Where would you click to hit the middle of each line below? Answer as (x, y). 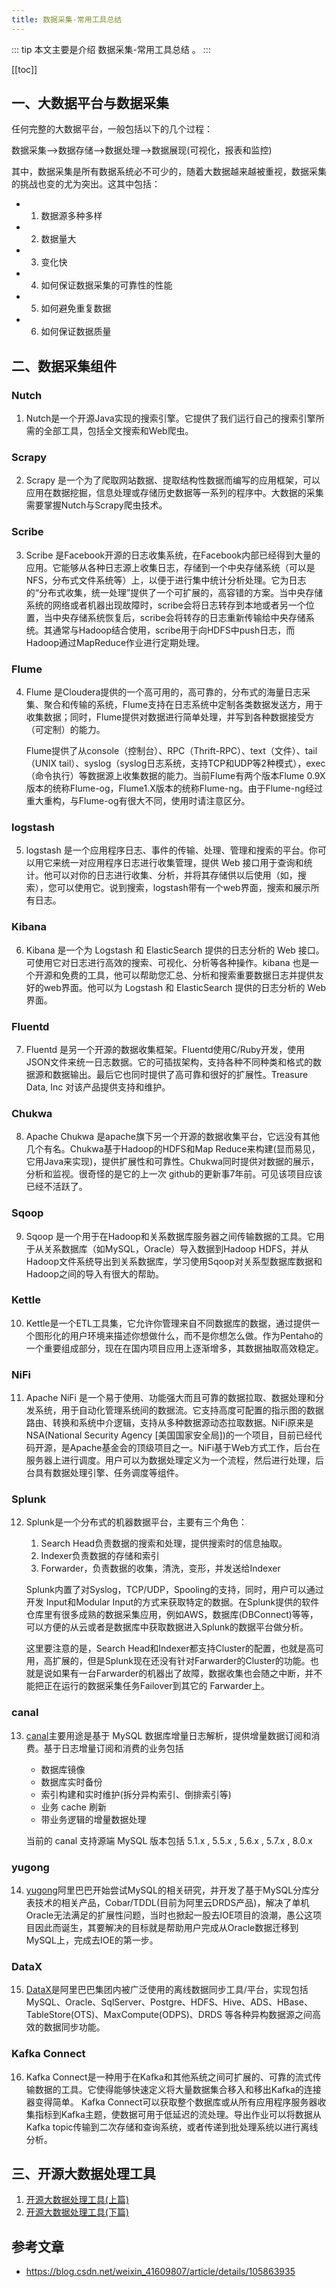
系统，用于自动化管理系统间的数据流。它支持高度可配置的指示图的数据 (179, 1410)
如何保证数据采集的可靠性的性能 (106, 285)
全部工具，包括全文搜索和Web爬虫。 (118, 431)
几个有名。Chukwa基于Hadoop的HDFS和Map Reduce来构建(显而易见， (173, 1149)
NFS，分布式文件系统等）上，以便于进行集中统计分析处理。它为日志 (166, 580)
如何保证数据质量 (76, 332)
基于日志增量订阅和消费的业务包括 (113, 1748)
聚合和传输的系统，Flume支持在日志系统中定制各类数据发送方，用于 (183, 705)
